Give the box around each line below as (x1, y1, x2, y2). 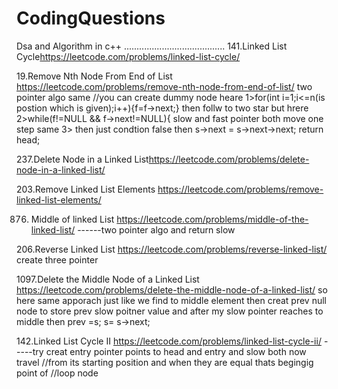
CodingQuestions (16, 7, 166, 30)
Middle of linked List (30, 213, 115, 225)
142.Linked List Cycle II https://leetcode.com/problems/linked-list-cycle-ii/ (16, 335, 322, 347)
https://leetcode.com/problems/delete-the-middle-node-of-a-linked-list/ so (16, 283, 328, 296)
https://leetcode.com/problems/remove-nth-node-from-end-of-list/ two (16, 80, 313, 92)
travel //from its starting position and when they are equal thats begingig (16, 356, 314, 368)
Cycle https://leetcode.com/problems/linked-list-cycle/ (16, 50, 241, 62)
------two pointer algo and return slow (77, 223, 236, 236)
